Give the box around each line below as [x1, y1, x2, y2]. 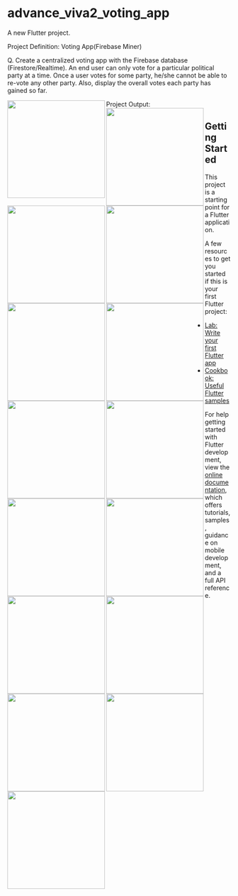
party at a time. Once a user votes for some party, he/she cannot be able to [7, 71, 227, 80]
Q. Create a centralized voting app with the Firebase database [7, 55, 188, 65]
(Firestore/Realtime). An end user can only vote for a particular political [7, 63, 215, 72]
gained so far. [7, 86, 47, 94]
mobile [205, 545, 225, 554]
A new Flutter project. [7, 28, 71, 37]
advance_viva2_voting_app [7, 5, 170, 21]
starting [205, 195, 228, 204]
